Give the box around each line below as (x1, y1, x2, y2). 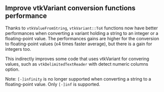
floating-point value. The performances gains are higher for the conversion (5, 35, 160, 41)
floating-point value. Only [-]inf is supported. (5, 81, 101, 87)
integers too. (5, 46, 31, 52)
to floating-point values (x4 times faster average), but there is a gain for (5, 41, 153, 47)
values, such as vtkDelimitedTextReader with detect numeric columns (5, 61, 149, 67)
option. (5, 66, 20, 72)
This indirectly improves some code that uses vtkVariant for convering (5, 56, 150, 62)
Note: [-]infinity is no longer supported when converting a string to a (5, 76, 151, 82)
